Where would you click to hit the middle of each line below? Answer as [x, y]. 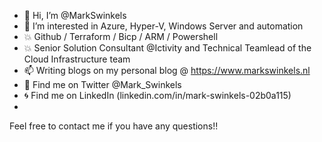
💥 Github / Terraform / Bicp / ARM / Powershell [121, 36]
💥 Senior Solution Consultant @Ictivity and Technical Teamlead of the [167, 48]
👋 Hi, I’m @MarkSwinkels [75, 15]
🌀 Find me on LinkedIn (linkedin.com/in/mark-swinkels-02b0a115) [157, 95]
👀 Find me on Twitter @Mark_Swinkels [102, 84]
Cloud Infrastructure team [77, 59]
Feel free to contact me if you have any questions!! [114, 126]
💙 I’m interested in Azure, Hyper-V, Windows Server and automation [163, 26]
